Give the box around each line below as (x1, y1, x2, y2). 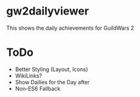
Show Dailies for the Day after (15, 78, 90, 85)
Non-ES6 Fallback (15, 85, 61, 92)
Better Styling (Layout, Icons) (15, 65, 88, 73)
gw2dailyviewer (6, 4, 89, 18)
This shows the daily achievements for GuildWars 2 (6, 24, 135, 32)
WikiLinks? (15, 72, 42, 79)
